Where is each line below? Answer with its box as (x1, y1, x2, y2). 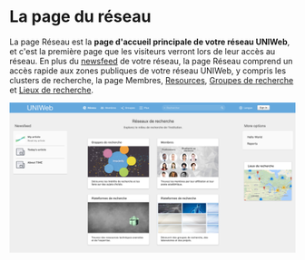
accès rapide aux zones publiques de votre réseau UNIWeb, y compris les (9, 65, 287, 76)
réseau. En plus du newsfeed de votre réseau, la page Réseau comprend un (9, 55, 293, 66)
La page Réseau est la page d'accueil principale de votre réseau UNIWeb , (9, 36, 290, 47)
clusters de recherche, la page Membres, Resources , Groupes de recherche (9, 74, 294, 85)
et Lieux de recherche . (9, 84, 93, 95)
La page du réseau (9, 6, 152, 27)
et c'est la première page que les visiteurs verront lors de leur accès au (9, 45, 276, 56)
